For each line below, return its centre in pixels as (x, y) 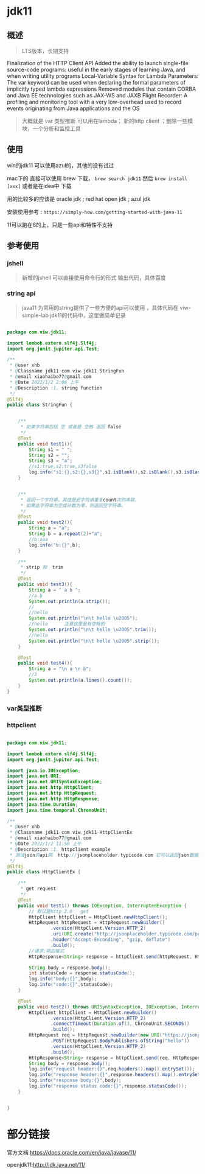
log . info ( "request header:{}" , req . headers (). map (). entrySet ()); (112, 1069)
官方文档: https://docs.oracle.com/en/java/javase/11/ (71, 1152)
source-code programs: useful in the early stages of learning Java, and (96, 69)
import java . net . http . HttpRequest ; (52, 793)
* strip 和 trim (42, 567)
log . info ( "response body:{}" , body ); (75, 1081)
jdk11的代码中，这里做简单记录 (88, 315)
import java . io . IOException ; (44, 770)
